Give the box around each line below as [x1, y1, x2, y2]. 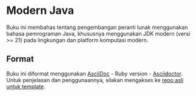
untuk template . [6, 83, 46, 90]
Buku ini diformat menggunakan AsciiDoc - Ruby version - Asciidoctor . [6, 70, 183, 77]
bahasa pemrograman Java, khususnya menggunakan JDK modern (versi [6, 30, 191, 37]
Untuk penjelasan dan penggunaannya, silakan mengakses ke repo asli [6, 76, 184, 83]
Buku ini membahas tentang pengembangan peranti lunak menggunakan [6, 24, 188, 31]
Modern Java [6, 4, 75, 18]
